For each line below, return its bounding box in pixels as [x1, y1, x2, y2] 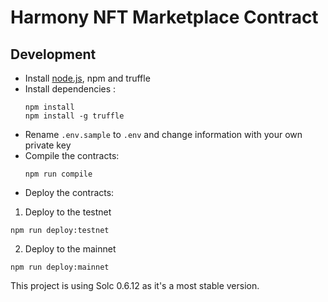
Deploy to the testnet [24, 206, 112, 218]
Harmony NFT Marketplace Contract [10, 6, 319, 29]
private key [24, 139, 72, 151]
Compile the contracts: [24, 150, 120, 161]
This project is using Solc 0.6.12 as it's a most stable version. [10, 280, 260, 291]
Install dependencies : [24, 83, 117, 95]
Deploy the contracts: [24, 187, 115, 198]
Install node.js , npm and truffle [24, 72, 151, 84]
